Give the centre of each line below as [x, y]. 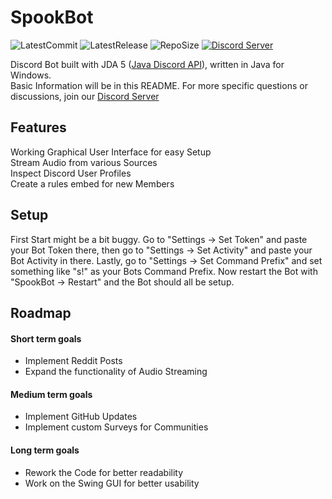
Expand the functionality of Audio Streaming [116, 372]
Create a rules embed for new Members [92, 183]
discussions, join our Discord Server [85, 96]
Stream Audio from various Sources [84, 162]
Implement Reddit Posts [73, 361]
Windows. [31, 75]
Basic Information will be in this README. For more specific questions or [159, 85]
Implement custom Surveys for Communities [116, 427]
